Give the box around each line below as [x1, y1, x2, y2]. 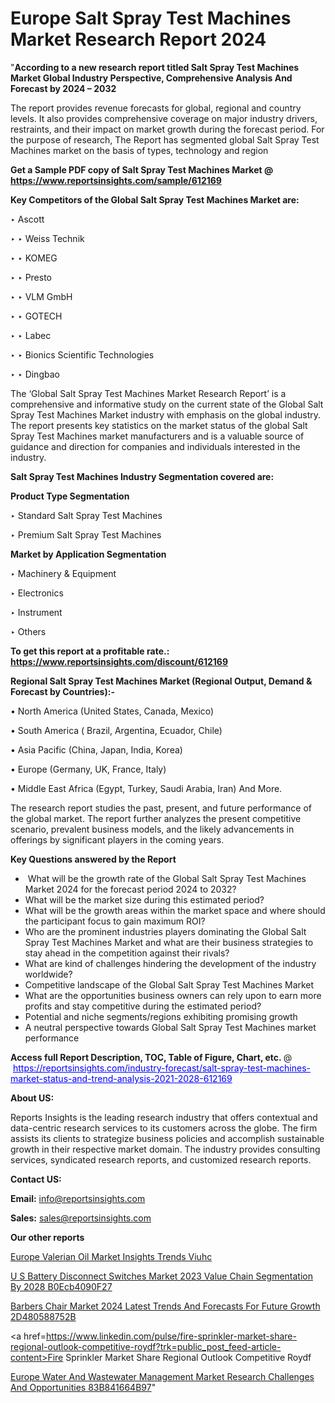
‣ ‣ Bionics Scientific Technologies [10, 348, 155, 361]
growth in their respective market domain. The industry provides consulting [10, 1143, 321, 1155]
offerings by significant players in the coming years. [10, 833, 225, 846]
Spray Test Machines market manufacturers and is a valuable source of [10, 430, 305, 442]
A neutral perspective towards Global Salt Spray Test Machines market [24, 1021, 317, 1033]
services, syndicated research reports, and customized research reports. [10, 1153, 312, 1166]
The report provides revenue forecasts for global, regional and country [10, 102, 302, 114]
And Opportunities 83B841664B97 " [10, 1381, 157, 1393]
